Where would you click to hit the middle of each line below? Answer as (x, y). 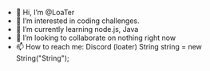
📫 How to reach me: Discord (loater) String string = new (109, 47)
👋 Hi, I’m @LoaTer (45, 12)
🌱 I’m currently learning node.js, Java (77, 29)
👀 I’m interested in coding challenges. (77, 21)
